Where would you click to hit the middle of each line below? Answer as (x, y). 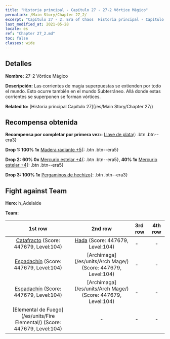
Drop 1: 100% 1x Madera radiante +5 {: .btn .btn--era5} (62, 150)
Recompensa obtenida (41, 122)
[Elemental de (29, 310)
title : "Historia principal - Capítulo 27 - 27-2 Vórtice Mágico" (77, 10)
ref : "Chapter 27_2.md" (30, 34)
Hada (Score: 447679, (102, 240)
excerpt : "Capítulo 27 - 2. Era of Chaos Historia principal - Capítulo (85, 19)
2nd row (102, 229)
